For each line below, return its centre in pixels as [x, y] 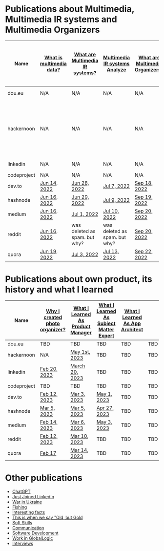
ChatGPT [21, 491]
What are [85, 54]
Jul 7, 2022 [117, 186]
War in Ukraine [27, 502]
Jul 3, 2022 [85, 254]
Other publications [44, 478]
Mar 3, [78, 394]
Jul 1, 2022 [85, 214]
